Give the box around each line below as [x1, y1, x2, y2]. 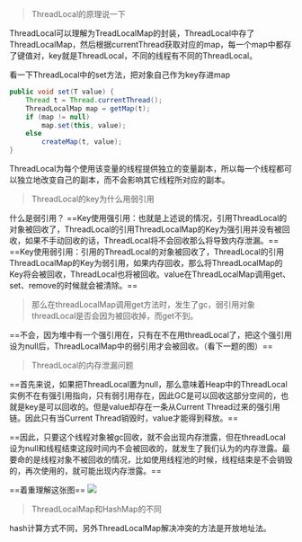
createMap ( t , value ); [41, 138, 123, 147]
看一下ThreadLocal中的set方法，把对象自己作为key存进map [9, 69, 231, 80]
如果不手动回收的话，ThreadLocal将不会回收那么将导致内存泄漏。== [24, 235, 280, 245]
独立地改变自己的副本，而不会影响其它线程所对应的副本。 [16, 174, 230, 185]
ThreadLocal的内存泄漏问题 [31, 360, 134, 370]
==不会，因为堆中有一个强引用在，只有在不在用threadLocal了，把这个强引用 [9, 330, 292, 340]
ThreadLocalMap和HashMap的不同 [31, 503, 162, 514]
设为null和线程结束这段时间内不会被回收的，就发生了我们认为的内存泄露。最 [9, 443, 290, 453]
